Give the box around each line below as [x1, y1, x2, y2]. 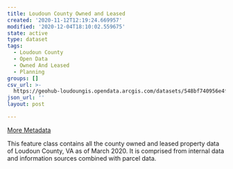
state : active [7, 29, 49, 37]
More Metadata [7, 126, 51, 134]
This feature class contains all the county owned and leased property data [7, 139, 220, 147]
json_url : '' [7, 95, 45, 102]
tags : [7, 42, 23, 49]
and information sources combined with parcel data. [7, 154, 157, 162]
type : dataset [7, 36, 49, 43]
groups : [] [7, 74, 39, 82]
